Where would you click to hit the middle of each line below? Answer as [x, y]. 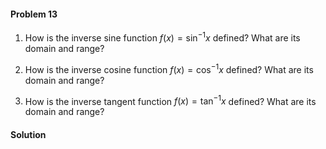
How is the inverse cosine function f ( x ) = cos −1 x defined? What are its [169, 68]
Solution [28, 134]
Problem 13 [34, 14]
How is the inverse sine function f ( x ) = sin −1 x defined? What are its [162, 37]
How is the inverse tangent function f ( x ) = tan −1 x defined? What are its [170, 100]
